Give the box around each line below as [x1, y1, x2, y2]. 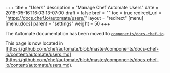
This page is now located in [5, 40, 63, 46]
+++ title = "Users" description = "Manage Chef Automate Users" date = [5, 5, 159, 10]
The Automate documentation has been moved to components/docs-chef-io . [5, 31, 165, 36]
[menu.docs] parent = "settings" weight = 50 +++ [5, 20, 110, 27]
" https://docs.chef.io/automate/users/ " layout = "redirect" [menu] [5, 15, 144, 21]
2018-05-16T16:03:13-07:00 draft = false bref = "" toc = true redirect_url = [5, 10, 162, 16]
